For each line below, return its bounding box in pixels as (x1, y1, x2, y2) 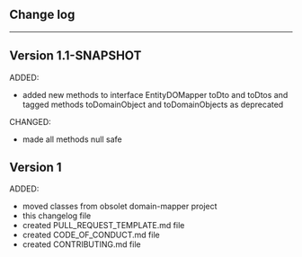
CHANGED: (9, 116, 51, 127)
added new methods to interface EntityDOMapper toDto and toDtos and (22, 89, 289, 100)
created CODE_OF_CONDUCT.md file (22, 229, 160, 241)
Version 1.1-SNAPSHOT (9, 49, 142, 64)
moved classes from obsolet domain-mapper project (22, 201, 218, 212)
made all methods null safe (22, 134, 123, 145)
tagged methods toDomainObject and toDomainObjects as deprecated (22, 99, 284, 110)
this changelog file (22, 210, 92, 221)
